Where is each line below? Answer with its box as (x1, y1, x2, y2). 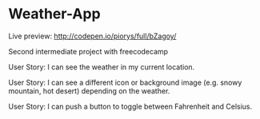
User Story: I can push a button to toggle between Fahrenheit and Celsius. (8, 101, 253, 111)
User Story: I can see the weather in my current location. (8, 61, 195, 72)
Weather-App (8, 5, 102, 23)
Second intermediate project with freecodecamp (8, 46, 169, 56)
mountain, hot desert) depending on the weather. (8, 85, 170, 96)
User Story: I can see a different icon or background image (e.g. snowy (8, 77, 242, 87)
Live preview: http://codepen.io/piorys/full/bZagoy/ (8, 31, 177, 41)
